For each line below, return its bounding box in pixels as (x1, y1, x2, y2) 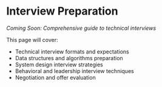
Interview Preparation (6, 4, 118, 18)
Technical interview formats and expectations (15, 47, 129, 55)
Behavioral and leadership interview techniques (15, 67, 135, 74)
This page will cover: (6, 36, 59, 43)
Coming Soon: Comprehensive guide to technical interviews (6, 24, 157, 32)
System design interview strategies (15, 61, 103, 68)
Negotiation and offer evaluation (15, 74, 96, 81)
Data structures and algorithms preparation (15, 54, 123, 61)
